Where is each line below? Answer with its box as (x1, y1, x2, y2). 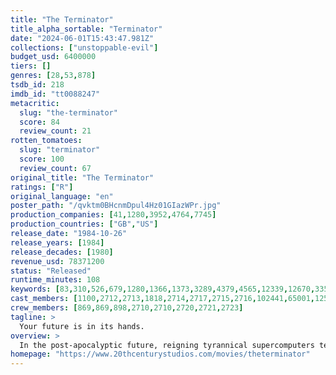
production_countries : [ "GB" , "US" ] (10, 219, 159, 230)
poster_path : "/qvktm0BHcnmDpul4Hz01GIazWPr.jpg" (10, 201, 222, 211)
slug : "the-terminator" (19, 107, 118, 118)
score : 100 (19, 154, 65, 164)
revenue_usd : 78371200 (10, 256, 105, 266)
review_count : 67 (19, 163, 92, 173)
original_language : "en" (10, 191, 114, 201)
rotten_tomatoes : (10, 136, 83, 146)
